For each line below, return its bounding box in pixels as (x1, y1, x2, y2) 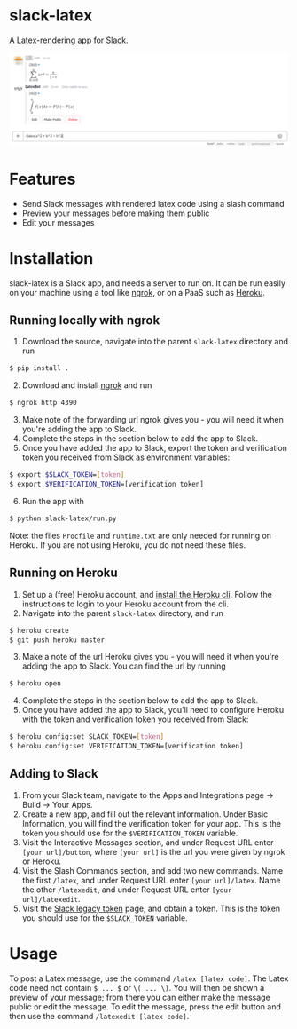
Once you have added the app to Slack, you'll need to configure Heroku (21, 705, 285, 716)
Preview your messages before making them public (21, 208, 210, 218)
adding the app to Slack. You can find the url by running (21, 661, 226, 671)
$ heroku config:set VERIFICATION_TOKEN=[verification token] (9, 742, 244, 751)
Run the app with (21, 495, 84, 506)
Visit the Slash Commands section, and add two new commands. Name (21, 865, 284, 875)
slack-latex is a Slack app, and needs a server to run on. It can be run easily (9, 277, 286, 289)
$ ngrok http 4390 (9, 399, 77, 408)
